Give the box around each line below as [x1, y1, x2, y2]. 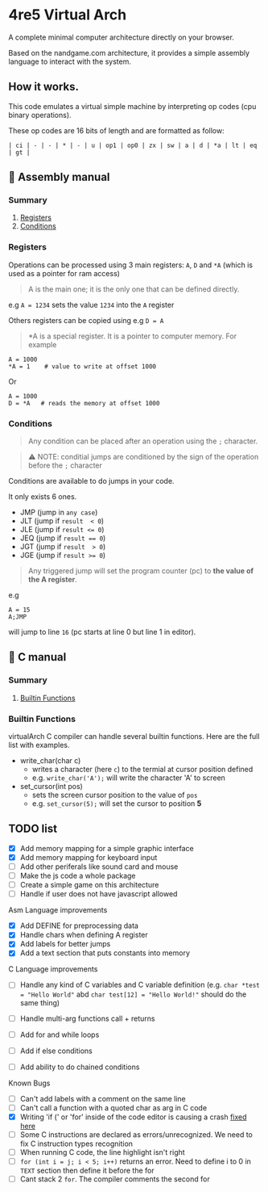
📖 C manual [8, 650, 67, 664]
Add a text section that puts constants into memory [19, 948, 191, 958]
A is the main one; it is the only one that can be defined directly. [27, 284, 240, 294]
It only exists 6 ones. [8, 492, 77, 502]
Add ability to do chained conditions [19, 1062, 140, 1072]
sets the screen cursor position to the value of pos [31, 790, 198, 800]
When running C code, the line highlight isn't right [19, 1148, 185, 1157]
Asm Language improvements [8, 905, 108, 915]
